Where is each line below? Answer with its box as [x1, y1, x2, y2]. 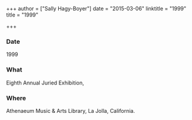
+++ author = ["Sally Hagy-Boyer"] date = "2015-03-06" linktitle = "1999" [6, 5, 187, 12]
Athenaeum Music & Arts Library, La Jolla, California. [6, 107, 136, 114]
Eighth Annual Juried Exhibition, [6, 79, 84, 86]
